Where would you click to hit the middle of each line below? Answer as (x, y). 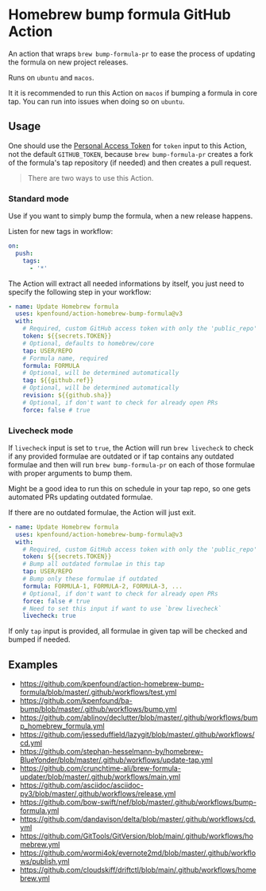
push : (25, 253)
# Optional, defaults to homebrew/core (89, 343)
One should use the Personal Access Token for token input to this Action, (128, 146)
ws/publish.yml (44, 862)
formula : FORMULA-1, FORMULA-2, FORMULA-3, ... (102, 586)
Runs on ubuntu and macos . (51, 77)
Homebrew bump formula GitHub (120, 15)
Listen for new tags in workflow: (61, 232)
